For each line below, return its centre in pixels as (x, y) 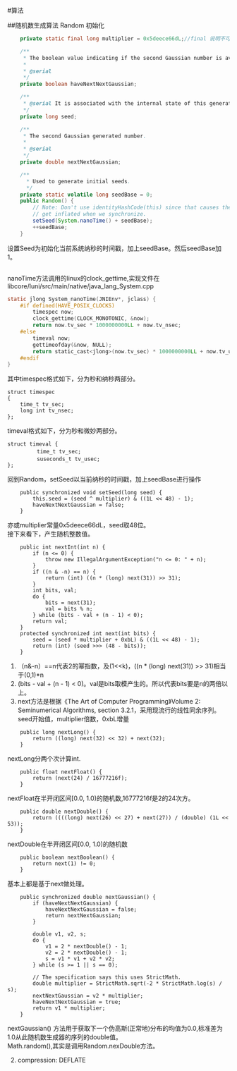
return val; (50, 622)
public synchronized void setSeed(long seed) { (91, 493)
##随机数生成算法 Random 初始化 (56, 25)
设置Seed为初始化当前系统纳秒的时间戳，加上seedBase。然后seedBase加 (115, 248)
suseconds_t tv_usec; (68, 459)
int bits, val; (55, 591)
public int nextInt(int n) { (63, 547)
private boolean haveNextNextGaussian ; (79, 84)
